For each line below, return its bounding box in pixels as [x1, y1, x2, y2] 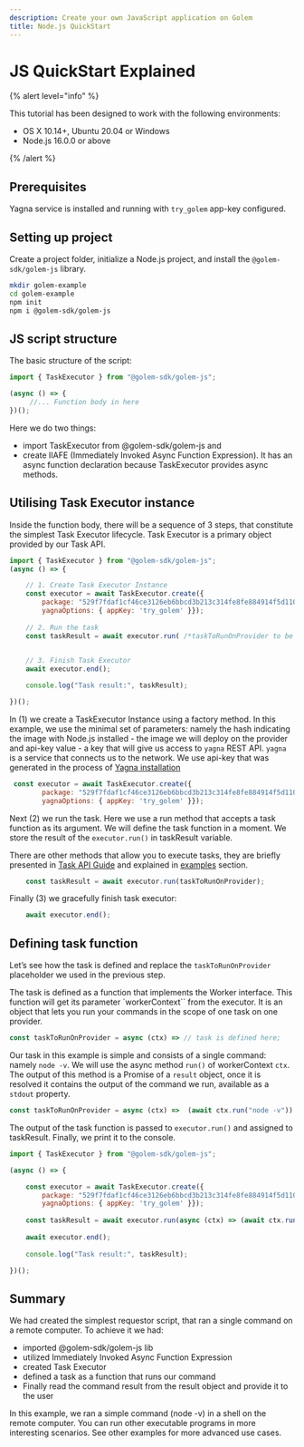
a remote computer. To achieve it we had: [9, 1325, 165, 1335]
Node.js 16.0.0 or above [22, 135, 111, 146]
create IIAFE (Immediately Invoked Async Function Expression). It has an [22, 450, 293, 461]
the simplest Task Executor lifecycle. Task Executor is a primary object [9, 529, 272, 539]
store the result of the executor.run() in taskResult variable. [9, 831, 233, 843]
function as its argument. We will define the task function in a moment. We [9, 822, 287, 833]
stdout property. [9, 1089, 71, 1099]
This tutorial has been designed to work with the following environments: [9, 108, 280, 119]
